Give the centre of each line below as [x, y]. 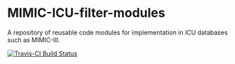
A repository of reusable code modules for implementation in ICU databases [118, 32]
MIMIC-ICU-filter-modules [86, 13]
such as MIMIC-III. [34, 39]
